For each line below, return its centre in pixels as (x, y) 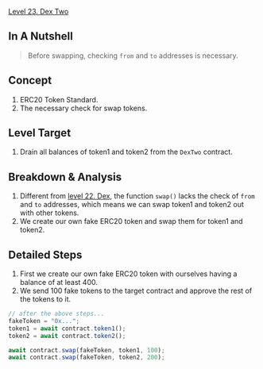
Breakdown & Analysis (65, 177)
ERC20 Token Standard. (59, 99)
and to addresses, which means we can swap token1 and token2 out (132, 205)
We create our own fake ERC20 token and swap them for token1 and (131, 221)
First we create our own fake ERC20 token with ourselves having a (128, 274)
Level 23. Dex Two (39, 12)
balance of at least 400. (58, 283)
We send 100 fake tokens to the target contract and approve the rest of (136, 291)
